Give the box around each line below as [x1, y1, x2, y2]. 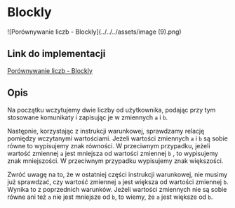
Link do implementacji [7, 48, 106, 60]
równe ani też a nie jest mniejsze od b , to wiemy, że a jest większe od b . [7, 193, 213, 201]
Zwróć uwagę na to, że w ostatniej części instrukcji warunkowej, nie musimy [7, 170, 228, 178]
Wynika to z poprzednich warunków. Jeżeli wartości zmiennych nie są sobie [7, 185, 227, 193]
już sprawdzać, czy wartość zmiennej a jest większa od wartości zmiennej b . [7, 177, 229, 186]
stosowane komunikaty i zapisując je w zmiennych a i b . [7, 113, 168, 122]
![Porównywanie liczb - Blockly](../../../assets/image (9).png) [7, 27, 182, 36]
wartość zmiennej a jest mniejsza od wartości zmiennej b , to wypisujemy [7, 149, 219, 157]
